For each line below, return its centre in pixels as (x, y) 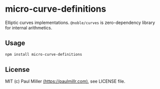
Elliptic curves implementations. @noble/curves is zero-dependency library (80, 22)
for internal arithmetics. (29, 27)
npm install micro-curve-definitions (44, 54)
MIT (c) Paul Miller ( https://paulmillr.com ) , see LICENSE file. (65, 81)
